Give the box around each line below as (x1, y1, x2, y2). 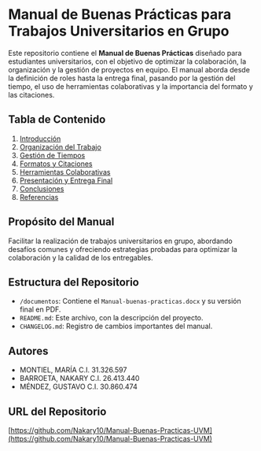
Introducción (19, 134, 61, 143)
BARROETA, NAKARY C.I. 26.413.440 (19, 374, 140, 383)
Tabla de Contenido (8, 113, 106, 127)
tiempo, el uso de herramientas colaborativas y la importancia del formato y (8, 81, 253, 91)
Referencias (19, 192, 59, 201)
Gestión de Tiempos (19, 150, 86, 160)
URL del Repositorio (8, 405, 107, 418)
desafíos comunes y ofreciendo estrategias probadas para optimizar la (8, 244, 237, 253)
